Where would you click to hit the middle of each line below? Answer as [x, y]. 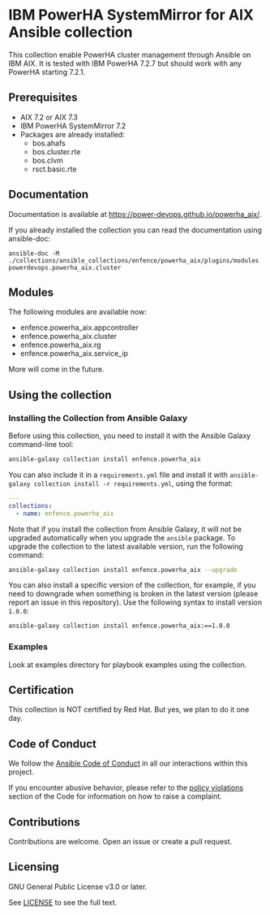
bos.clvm [47, 160]
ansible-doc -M [34, 254]
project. [21, 772]
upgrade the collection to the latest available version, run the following [126, 546]
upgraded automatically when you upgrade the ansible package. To [122, 537]
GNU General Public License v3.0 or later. [78, 887]
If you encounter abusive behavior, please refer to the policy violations [126, 788]
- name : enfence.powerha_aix [65, 514]
